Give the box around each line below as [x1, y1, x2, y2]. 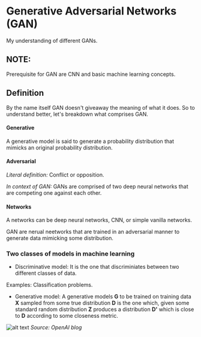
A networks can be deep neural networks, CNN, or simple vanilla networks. [6, 216, 193, 224]
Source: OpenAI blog [30, 324, 82, 331]
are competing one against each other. [6, 189, 102, 197]
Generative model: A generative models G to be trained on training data [14, 293, 192, 300]
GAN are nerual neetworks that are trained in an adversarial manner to [6, 228, 180, 236]
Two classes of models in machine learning [6, 250, 135, 258]
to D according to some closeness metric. [14, 312, 118, 320]
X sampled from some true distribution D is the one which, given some [14, 300, 190, 307]
